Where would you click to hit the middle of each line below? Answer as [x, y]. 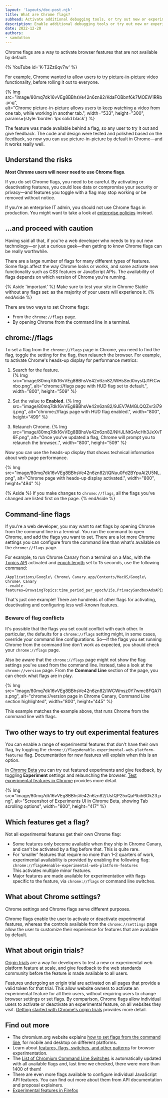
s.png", [12, 696]
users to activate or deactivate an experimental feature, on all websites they [83, 1004]
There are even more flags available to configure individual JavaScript [84, 1074]
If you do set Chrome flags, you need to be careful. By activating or [74, 181]
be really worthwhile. [27, 251]
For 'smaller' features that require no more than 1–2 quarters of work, [83, 854]
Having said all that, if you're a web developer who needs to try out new [79, 241]
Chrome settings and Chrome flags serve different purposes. [68, 909]
